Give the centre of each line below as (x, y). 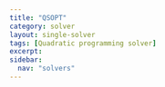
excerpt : (26, 52)
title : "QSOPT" (38, 18)
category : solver (42, 26)
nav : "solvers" (46, 69)
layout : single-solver (52, 34)
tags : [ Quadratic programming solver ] (83, 43)
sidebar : (26, 60)
